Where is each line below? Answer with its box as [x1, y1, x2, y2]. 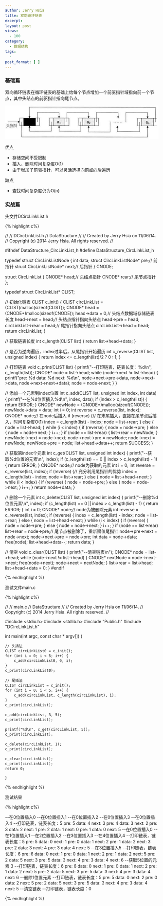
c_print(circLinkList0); [5, 668, 55, 673]
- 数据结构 [9, 44, 29, 49]
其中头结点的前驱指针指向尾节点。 [13, 95, 82, 101]
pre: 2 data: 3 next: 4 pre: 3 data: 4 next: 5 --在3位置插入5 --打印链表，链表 [5, 844, 157, 851]
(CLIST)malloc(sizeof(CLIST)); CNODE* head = [5, 304, 100, 310]
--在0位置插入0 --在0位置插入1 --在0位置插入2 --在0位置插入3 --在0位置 [5, 814, 151, 820]
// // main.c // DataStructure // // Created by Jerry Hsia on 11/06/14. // [5, 604, 144, 610]
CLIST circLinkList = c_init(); [5, 683, 71, 688]
